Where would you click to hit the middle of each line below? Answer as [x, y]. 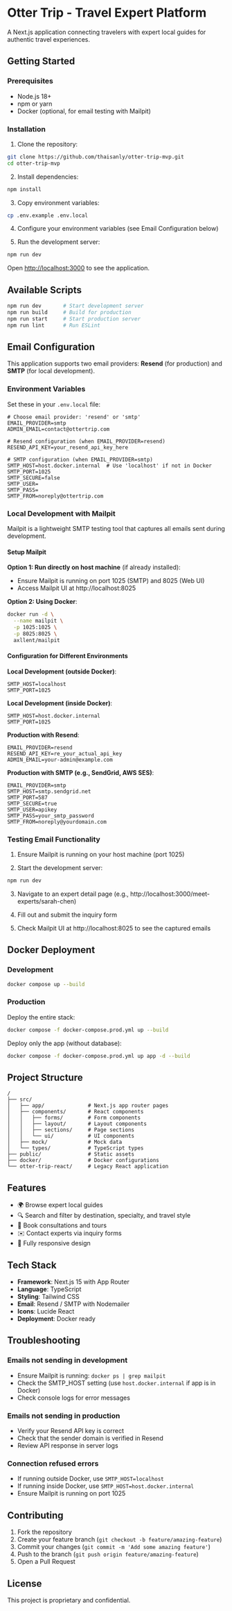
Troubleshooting [44, 1340]
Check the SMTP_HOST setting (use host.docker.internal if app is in [116, 1383]
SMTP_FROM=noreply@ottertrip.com [55, 496]
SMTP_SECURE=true [32, 803]
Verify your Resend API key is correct [71, 1431]
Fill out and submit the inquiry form [67, 915]
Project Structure [45, 1078]
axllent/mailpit [37, 640]
